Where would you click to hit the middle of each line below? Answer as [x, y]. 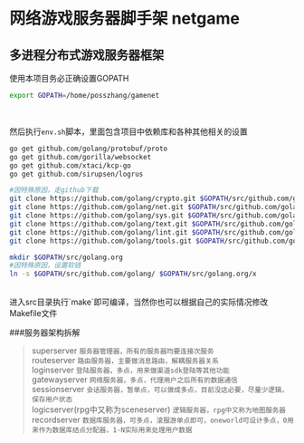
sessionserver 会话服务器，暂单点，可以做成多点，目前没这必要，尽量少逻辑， [160, 390]
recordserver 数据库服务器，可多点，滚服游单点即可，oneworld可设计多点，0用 [162, 420]
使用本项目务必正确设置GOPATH [69, 78]
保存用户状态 [52, 400]
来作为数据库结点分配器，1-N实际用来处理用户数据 [112, 430]
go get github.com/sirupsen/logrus [76, 174]
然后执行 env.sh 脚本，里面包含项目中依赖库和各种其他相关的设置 [128, 131]
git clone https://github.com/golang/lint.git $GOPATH [115, 232]
